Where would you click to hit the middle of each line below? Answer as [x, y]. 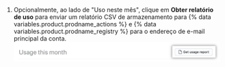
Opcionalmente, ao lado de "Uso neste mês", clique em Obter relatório [114, 10]
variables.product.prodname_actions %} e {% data [85, 24]
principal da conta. [40, 39]
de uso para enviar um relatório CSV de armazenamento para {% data [112, 17]
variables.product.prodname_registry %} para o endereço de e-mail [109, 31]
